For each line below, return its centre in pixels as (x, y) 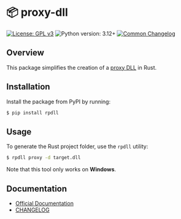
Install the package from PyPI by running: (59, 102)
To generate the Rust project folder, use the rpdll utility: (77, 147)
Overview (25, 53)
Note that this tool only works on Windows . (61, 169)
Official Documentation (44, 203)
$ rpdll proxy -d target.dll (44, 158)
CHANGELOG (33, 210)
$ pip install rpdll (33, 113)
